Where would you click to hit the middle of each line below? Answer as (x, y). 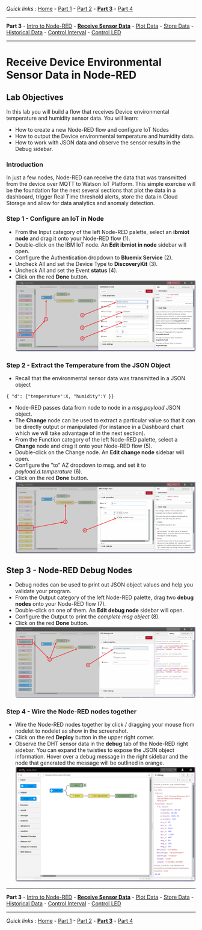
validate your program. (43, 591)
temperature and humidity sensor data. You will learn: (72, 118)
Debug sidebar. (34, 149)
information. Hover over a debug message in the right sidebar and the (101, 757)
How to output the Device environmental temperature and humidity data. (105, 136)
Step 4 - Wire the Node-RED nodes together (72, 711)
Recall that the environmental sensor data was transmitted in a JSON (100, 378)
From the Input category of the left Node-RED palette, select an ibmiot (102, 232)
